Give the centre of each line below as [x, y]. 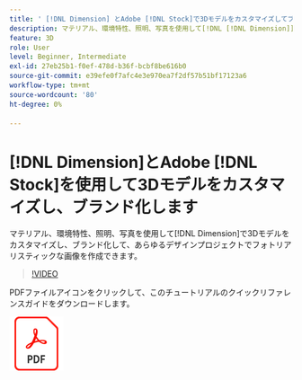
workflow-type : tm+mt [50, 85]
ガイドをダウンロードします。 [80, 304]
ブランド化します [135, 207]
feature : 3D [31, 38]
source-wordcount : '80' [54, 94]
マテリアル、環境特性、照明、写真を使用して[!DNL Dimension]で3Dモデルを [150, 234]
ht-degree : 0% [36, 104]
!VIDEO [44, 274]
